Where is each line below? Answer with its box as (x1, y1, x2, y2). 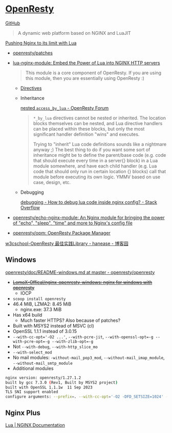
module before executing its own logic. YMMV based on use (33, 174, 160, 180)
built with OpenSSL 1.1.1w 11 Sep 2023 (5, 385, 93, 390)
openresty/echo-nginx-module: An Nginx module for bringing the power (12, 214, 165, 220)
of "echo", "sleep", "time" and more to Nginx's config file (12, 220, 133, 226)
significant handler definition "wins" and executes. (33, 131, 140, 137)
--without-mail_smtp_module (12, 361, 73, 366)
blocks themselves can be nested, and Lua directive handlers (33, 120, 163, 126)
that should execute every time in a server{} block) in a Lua (33, 157, 158, 163)
